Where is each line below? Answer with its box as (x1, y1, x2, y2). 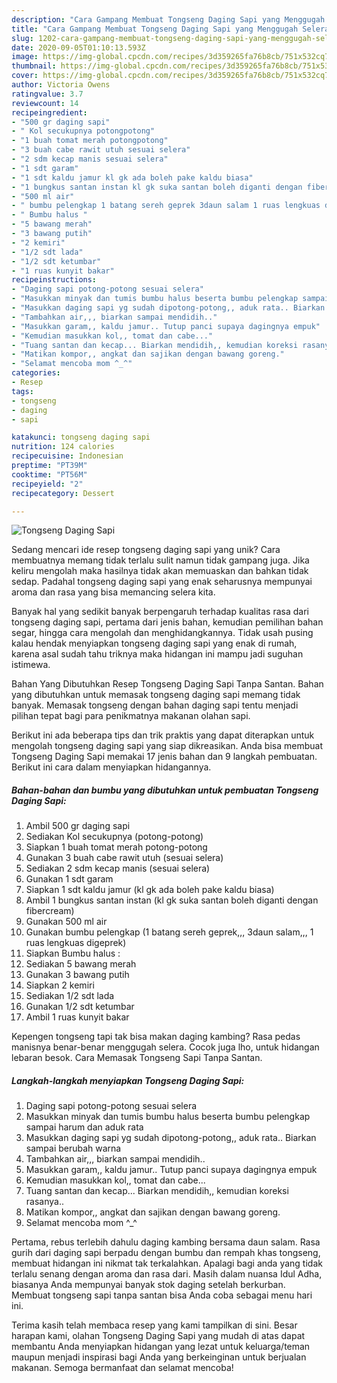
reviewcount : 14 (11, 98, 79, 108)
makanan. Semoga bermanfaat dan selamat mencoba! (11, 1362, 234, 1374)
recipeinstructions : (11, 275, 98, 285)
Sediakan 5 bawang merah (25, 958, 137, 970)
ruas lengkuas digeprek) (25, 937, 127, 949)
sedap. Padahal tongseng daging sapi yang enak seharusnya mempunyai (11, 576, 313, 588)
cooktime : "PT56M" (11, 469, 88, 480)
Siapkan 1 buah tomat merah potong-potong (25, 841, 208, 853)
